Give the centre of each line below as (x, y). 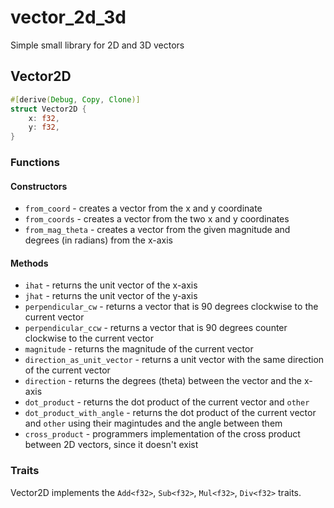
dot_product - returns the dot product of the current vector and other (167, 402)
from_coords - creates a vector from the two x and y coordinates (157, 219)
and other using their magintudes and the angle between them (153, 423)
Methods (29, 263)
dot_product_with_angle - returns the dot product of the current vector (170, 413)
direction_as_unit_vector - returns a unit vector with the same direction (174, 360)
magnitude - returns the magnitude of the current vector (139, 349)
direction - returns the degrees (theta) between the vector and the (163, 381)
